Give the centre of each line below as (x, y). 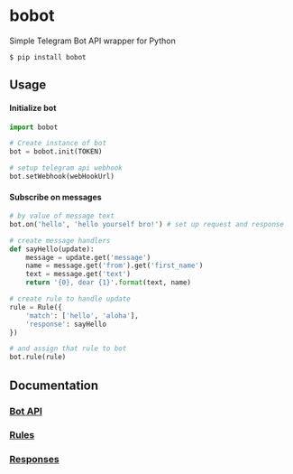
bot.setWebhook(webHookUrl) (62, 177)
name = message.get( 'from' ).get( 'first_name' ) (114, 266)
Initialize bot (33, 107)
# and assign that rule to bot (68, 349)
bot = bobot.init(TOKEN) (56, 152)
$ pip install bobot (48, 57)
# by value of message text (62, 216)
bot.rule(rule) (38, 358)
